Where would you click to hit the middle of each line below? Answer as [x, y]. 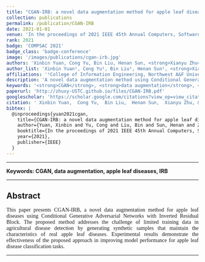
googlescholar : [26, 97]
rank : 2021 [20, 40]
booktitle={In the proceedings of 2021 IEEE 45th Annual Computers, [106, 131]
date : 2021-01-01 [28, 29]
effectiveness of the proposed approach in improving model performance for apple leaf [103, 240]
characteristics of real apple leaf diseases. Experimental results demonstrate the [103, 234]
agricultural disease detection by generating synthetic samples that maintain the [103, 228]
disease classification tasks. [36, 246]
